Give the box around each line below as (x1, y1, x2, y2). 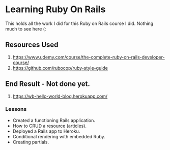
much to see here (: (5, 25, 46, 32)
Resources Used (5, 41, 59, 49)
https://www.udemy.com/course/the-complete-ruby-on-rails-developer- (12, 54, 165, 60)
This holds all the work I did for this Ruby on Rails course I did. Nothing (5, 20, 154, 26)
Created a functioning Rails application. (12, 117, 96, 123)
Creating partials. (12, 139, 49, 145)
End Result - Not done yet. (5, 80, 91, 88)
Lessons (5, 106, 27, 113)
